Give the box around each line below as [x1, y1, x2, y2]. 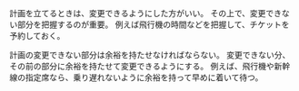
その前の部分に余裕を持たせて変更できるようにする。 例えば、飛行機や [9, 61, 274, 71]
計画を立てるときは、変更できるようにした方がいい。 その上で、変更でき [9, 8, 283, 18]
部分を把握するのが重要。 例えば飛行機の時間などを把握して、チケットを [16, 19, 290, 30]
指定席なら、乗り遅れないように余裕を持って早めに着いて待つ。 [25, 72, 264, 83]
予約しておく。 [9, 31, 65, 41]
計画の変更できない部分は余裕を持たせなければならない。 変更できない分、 [9, 50, 291, 60]
